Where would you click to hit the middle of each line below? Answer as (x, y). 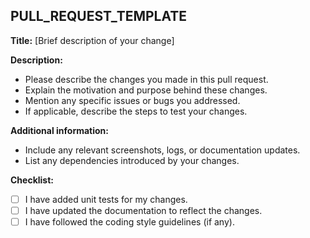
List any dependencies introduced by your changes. (132, 160)
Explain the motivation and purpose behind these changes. (146, 90)
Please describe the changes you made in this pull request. (146, 79)
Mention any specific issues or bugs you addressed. (132, 100)
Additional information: (60, 130)
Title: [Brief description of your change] (92, 40)
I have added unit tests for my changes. (106, 199)
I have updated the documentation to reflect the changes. (143, 210)
